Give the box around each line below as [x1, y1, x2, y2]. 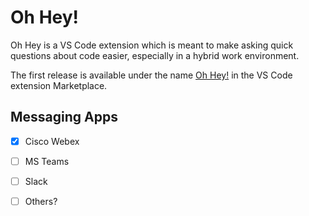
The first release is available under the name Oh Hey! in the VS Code [10, 69, 293, 81]
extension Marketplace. [10, 79, 108, 91]
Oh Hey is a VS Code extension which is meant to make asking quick [10, 39, 294, 51]
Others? [24, 195, 58, 207]
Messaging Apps [10, 109, 118, 126]
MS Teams [24, 155, 70, 167]
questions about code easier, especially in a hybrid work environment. [10, 49, 300, 61]
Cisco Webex [24, 135, 80, 147]
